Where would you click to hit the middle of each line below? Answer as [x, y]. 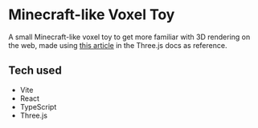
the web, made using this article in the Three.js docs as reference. [118, 45]
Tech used [35, 71]
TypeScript [38, 106]
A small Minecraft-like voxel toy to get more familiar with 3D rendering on [129, 37]
